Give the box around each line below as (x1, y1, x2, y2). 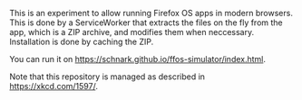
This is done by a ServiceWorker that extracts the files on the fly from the (9, 17, 283, 28)
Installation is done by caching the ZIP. (9, 36, 154, 47)
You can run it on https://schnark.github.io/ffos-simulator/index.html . (9, 54, 266, 64)
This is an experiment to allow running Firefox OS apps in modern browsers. (9, 8, 293, 18)
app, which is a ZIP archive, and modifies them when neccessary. (9, 27, 255, 37)
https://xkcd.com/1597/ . (9, 81, 98, 91)
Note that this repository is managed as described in (9, 71, 206, 82)
